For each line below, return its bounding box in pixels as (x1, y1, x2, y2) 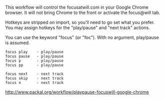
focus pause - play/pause (5, 54, 64, 59)
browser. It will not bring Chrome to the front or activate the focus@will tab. (5, 10, 160, 16)
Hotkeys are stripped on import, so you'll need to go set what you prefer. (5, 20, 155, 25)
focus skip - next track (5, 76, 64, 81)
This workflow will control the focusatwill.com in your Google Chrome (5, 5, 148, 10)
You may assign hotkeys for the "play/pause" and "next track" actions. (5, 25, 150, 31)
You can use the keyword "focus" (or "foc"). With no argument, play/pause (5, 35, 159, 40)
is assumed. (5, 40, 30, 46)
